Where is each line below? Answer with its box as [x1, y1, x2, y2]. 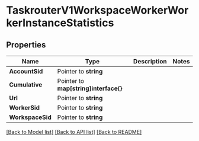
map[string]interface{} [57, 84, 123, 92]
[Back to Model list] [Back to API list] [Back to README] [6, 129, 142, 135]
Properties [6, 40, 46, 50]
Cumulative [9, 81, 43, 89]
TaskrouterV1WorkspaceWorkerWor [6, 4, 189, 17]
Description [133, 57, 167, 65]
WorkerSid [9, 104, 40, 111]
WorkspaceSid [9, 113, 52, 121]
